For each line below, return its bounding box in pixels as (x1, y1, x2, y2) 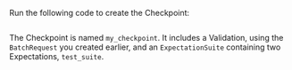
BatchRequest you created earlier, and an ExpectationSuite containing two (9, 42, 281, 52)
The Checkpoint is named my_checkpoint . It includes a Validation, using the (9, 33, 284, 43)
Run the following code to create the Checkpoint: (9, 8, 190, 18)
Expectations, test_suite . (9, 51, 104, 61)
